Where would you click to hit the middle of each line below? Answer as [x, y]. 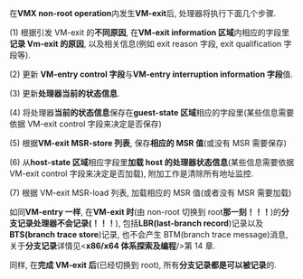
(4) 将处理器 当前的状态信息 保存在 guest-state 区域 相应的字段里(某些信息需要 [152, 112]
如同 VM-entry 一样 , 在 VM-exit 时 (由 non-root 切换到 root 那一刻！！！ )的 [146, 212]
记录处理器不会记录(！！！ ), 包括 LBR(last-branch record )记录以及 [140, 223]
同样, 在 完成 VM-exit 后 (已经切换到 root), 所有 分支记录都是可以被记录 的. [143, 265]
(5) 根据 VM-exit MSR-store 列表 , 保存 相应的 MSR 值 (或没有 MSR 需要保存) [148, 143]
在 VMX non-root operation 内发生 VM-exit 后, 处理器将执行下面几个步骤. [143, 13]
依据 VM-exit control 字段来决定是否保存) [86, 124]
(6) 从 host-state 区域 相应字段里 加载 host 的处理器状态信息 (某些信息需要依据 [152, 162]
